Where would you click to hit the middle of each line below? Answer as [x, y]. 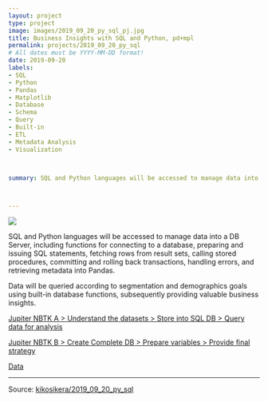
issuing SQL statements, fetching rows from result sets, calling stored [122, 253]
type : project [32, 23]
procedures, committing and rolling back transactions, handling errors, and [131, 262]
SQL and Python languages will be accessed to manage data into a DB [124, 237]
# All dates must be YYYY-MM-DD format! [77, 53]
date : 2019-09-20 [37, 61]
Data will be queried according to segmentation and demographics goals [128, 286]
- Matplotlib [30, 98]
